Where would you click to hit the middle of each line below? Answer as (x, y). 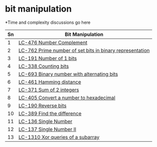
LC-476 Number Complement (53, 42)
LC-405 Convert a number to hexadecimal (67, 98)
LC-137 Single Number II (47, 129)
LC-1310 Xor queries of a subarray (59, 137)
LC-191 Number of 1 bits (48, 58)
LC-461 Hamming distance (50, 82)
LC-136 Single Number (45, 121)
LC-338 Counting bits (44, 66)
